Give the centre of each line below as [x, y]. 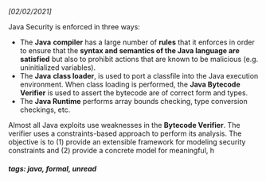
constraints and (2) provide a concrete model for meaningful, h [111, 150]
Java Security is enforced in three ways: [74, 27]
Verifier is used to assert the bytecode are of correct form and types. [134, 93]
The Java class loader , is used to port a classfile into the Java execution [139, 76]
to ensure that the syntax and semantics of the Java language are [130, 50]
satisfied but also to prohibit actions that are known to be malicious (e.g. [139, 59]
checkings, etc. [45, 110]
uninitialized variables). [58, 67]
